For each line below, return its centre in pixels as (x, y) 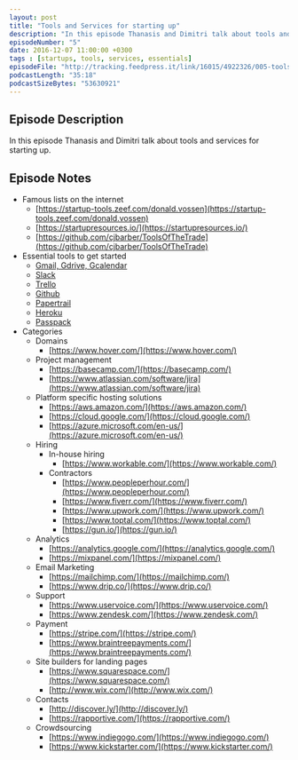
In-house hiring (76, 455)
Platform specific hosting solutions (98, 398)
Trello (46, 284)
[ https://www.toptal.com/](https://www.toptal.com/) (156, 520)
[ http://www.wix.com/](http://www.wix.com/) (131, 690)
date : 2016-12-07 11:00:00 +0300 (71, 51)
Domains (51, 341)
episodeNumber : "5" (45, 42)
